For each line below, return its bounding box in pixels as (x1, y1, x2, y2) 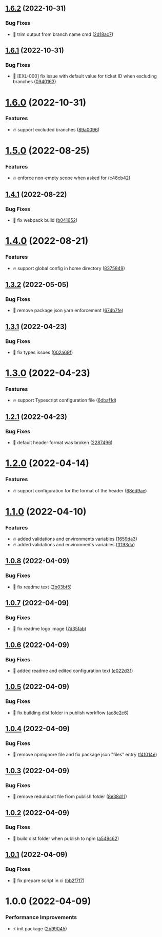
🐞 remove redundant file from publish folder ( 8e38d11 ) (12, 793, 127, 800)
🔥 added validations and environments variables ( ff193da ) (12, 542, 135, 548)
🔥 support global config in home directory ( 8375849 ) (12, 265, 126, 271)
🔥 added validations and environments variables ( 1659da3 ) (12, 536, 137, 542)
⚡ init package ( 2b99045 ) (12, 926, 68, 932)
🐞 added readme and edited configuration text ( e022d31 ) (12, 667, 133, 674)
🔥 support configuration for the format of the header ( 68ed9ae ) (12, 487, 147, 493)
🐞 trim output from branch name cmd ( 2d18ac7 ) (12, 31, 114, 37)
